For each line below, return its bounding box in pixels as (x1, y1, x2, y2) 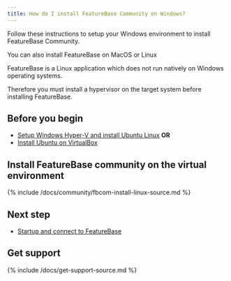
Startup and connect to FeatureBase (17, 227, 122, 236)
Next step (7, 208, 51, 220)
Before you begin (7, 113, 84, 124)
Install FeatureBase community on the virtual (7, 159, 207, 171)
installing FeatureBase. (7, 92, 73, 101)
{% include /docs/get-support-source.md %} (7, 266, 137, 274)
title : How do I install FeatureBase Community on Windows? (7, 10, 186, 17)
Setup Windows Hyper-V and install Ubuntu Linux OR (17, 131, 171, 140)
